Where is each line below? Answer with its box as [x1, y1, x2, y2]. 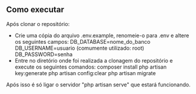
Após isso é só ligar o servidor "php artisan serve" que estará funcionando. [6, 81, 191, 88]
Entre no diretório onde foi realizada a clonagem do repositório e [14, 57, 173, 64]
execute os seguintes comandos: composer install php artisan [14, 63, 167, 70]
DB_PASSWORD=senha [14, 50, 73, 58]
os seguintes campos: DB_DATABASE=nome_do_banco [14, 38, 150, 45]
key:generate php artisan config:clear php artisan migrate [14, 69, 156, 76]
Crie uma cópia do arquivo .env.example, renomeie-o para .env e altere [14, 32, 189, 39]
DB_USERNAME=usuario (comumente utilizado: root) [14, 44, 144, 51]
